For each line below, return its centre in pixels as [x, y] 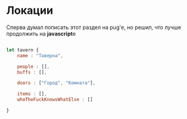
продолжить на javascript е [41, 33]
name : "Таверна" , [40, 56]
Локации [30, 11]
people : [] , [33, 66]
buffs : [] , [32, 72]
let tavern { [23, 50]
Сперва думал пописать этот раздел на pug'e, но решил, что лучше [94, 27]
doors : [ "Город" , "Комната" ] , [56, 83]
